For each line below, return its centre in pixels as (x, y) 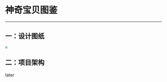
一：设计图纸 (25, 36)
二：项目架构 (25, 63)
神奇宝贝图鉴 (32, 10)
